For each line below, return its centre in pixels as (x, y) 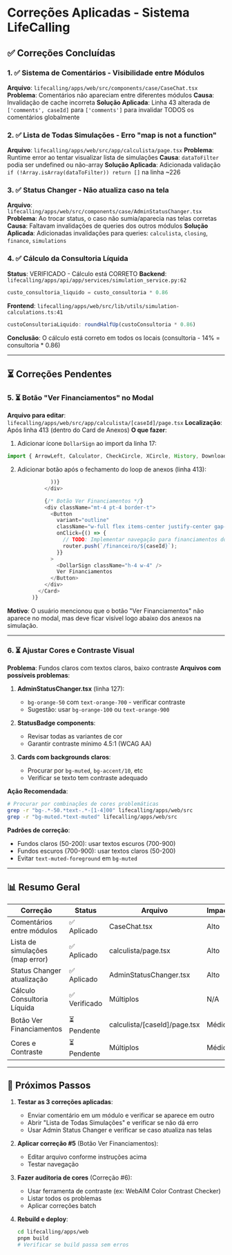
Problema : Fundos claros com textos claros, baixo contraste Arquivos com (114, 668)
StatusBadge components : (56, 723)
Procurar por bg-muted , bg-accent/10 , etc (85, 770)
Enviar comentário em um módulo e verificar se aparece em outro (121, 1115)
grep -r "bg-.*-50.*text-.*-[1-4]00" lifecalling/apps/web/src (100, 811)
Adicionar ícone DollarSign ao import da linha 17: (87, 444)
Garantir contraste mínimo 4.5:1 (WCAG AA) (89, 744)
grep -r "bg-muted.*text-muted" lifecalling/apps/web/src (92, 817)
